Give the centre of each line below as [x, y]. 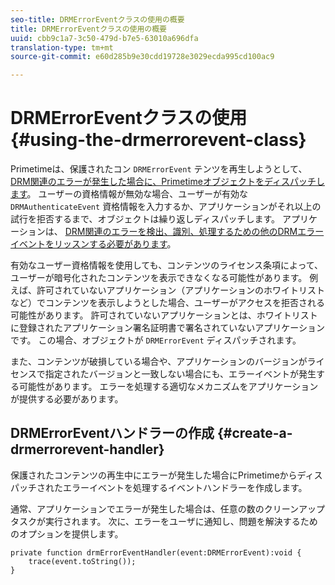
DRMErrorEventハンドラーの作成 [112, 433]
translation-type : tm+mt [62, 47]
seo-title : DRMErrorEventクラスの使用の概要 [97, 19]
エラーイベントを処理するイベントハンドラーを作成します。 [185, 487]
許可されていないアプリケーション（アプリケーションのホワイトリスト [181, 290]
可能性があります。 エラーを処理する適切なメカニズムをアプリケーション [168, 387]
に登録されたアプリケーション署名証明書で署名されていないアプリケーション [168, 328]
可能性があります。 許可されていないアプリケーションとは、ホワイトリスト [164, 315]
